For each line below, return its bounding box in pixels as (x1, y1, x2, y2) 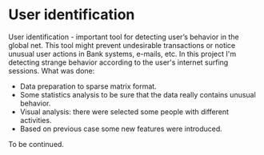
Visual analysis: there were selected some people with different (19, 106, 230, 117)
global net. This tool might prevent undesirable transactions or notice (8, 40, 236, 50)
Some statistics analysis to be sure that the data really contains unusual (19, 89, 256, 99)
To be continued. (8, 139, 64, 149)
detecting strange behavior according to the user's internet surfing (8, 58, 229, 67)
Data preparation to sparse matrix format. (19, 81, 158, 91)
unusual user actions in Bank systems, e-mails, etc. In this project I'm (8, 49, 237, 58)
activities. (19, 115, 52, 125)
